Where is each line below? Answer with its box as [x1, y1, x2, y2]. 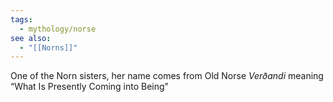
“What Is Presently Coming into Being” [10, 81, 169, 93]
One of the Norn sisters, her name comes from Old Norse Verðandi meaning [10, 70, 324, 82]
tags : [10, 14, 33, 25]
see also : [10, 33, 52, 43]
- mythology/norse [19, 24, 97, 34]
